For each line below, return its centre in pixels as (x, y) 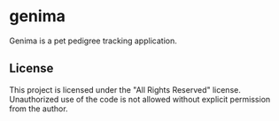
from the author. (39, 109)
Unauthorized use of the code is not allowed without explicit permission (140, 99)
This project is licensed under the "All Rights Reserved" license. (125, 89)
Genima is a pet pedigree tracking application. (93, 41)
